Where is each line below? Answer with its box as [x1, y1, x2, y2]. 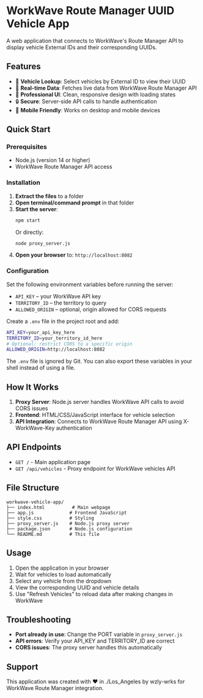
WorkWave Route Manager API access [15, 163, 113, 171]
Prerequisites [6, 142, 47, 151]
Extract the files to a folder [15, 192, 84, 200]
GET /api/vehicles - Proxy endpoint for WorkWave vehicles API [15, 465, 175, 472]
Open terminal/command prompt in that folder [15, 199, 135, 206]
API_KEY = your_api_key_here [6, 329, 75, 335]
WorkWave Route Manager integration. [6, 684, 104, 692]
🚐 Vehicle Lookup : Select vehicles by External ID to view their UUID [15, 77, 186, 85]
